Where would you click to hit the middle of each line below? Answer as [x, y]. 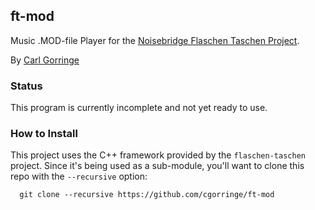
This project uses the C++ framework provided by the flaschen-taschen [158, 155]
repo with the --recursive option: [79, 176]
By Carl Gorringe [45, 60]
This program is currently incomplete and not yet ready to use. [139, 108]
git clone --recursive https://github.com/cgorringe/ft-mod [147, 195]
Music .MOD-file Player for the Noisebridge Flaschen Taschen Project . [155, 40]
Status [26, 86]
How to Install [44, 134]
